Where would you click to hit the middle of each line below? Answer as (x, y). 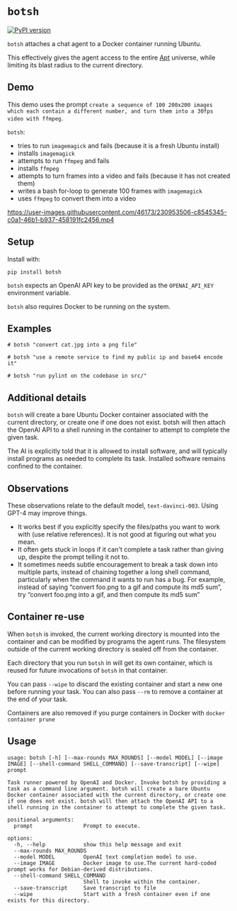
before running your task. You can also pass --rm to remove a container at (115, 691)
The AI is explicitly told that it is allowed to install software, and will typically (117, 451)
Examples (29, 329)
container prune (31, 720)
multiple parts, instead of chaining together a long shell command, (114, 572)
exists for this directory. (49, 900)
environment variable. (39, 293)
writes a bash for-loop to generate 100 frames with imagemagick (110, 191)
